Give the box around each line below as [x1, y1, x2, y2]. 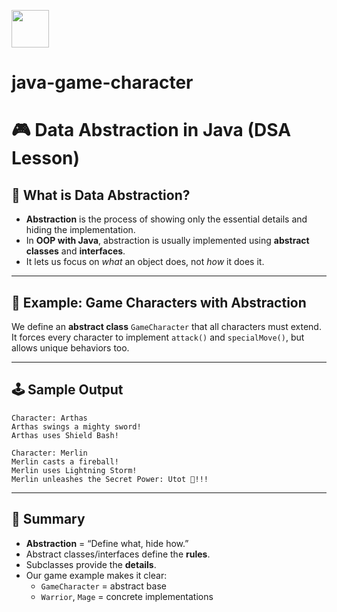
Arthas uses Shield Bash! [11, 430, 119, 440]
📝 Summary [11, 511, 86, 528]
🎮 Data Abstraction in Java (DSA [11, 119, 292, 142]
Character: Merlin [11, 448, 88, 458]
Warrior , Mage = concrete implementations [40, 590, 214, 602]
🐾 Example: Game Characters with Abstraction [11, 294, 307, 311]
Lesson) [11, 147, 81, 170]
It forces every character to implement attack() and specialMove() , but [11, 331, 305, 343]
